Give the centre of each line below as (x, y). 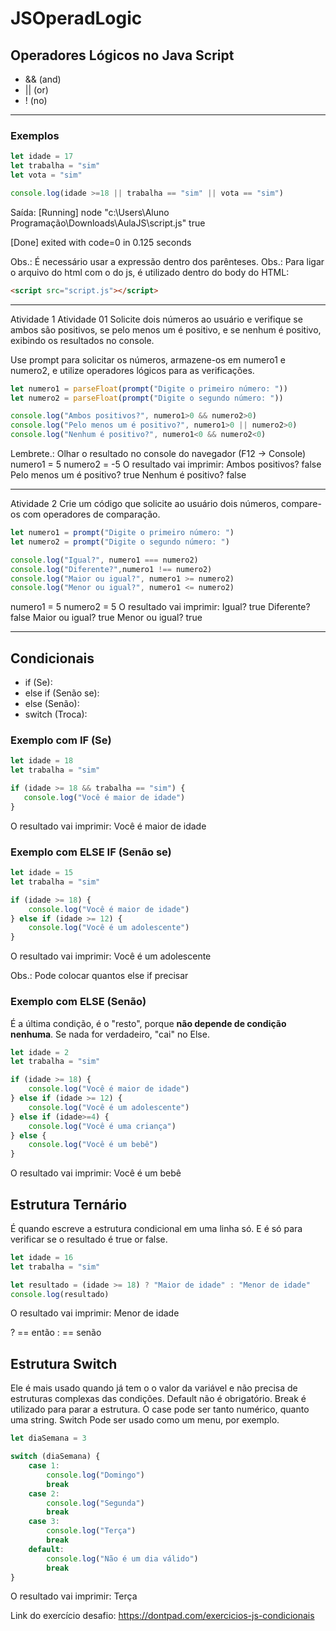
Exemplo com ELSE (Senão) (78, 1002)
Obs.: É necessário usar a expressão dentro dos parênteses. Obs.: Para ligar (167, 261)
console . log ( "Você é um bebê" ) (93, 1145)
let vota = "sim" (46, 175)
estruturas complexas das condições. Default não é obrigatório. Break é (158, 1399)
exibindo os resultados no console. (82, 340)
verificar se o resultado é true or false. (89, 1239)
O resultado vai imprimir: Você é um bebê (96, 1173)
